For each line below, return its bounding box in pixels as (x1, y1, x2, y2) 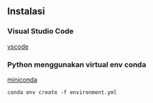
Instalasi (7, 6, 45, 17)
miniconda (7, 75, 38, 84)
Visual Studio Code (7, 26, 74, 36)
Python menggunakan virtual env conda (7, 59, 147, 69)
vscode (7, 42, 29, 51)
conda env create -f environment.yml (7, 88, 117, 96)
